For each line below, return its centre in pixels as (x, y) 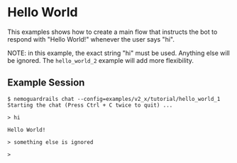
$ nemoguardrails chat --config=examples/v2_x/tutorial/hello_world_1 (114, 99)
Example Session (46, 83)
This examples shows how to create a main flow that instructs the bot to (112, 32)
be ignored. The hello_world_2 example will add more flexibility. (100, 60)
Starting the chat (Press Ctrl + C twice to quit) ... (90, 105)
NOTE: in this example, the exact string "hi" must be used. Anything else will (119, 53)
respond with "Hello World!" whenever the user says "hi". (91, 39)
